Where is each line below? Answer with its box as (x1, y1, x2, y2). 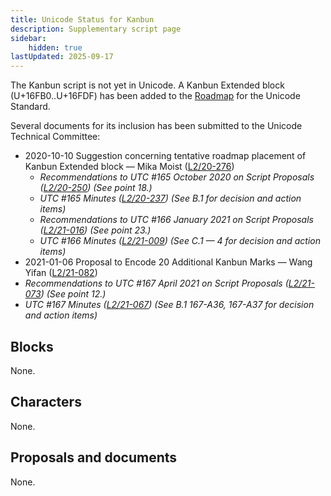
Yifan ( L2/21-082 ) (24, 267, 98, 279)
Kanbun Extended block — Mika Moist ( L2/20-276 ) (24, 161, 235, 173)
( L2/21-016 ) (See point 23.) (39, 224, 152, 236)
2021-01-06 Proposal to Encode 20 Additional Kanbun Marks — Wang (24, 256, 313, 268)
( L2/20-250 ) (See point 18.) (39, 182, 153, 194)
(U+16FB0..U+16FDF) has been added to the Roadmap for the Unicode (10, 90, 301, 102)
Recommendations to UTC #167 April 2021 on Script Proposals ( (24, 277, 289, 290)
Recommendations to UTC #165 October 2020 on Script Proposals (39, 171, 315, 183)
